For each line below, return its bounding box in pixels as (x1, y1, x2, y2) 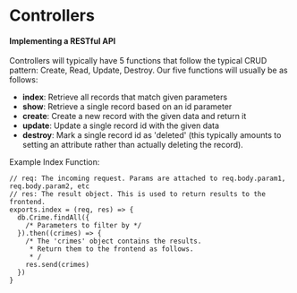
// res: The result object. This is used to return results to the (9, 190, 267, 199)
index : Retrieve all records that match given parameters (21, 91, 228, 103)
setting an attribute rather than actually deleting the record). (21, 140, 243, 151)
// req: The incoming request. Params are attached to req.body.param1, (9, 174, 286, 184)
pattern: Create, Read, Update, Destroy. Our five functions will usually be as (9, 65, 288, 76)
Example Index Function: (9, 157, 100, 168)
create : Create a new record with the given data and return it (21, 111, 247, 122)
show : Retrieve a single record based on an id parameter (21, 101, 233, 112)
